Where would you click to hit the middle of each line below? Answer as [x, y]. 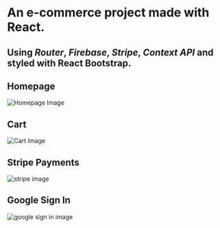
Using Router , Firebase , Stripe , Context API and [110, 52]
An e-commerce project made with [108, 13]
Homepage [31, 86]
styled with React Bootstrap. [69, 63]
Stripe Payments [44, 162]
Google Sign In [39, 200]
